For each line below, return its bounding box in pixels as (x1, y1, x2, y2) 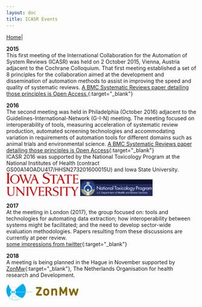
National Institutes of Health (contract (6, 159, 99, 166)
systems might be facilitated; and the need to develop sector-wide (6, 221, 171, 229)
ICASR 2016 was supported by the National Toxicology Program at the (6, 153, 180, 160)
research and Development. (6, 271, 75, 279)
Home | (6, 33, 23, 40)
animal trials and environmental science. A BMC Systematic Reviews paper (6, 140, 192, 147)
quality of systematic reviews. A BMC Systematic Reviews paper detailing (6, 83, 189, 90)
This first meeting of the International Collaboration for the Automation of (6, 51, 188, 59)
